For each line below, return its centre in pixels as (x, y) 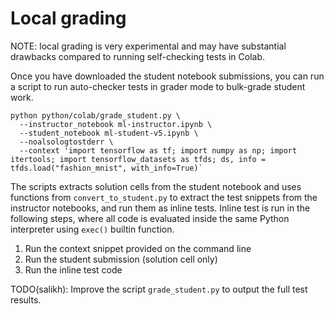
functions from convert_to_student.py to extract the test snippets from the (164, 197)
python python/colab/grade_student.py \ (96, 115)
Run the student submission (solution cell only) (121, 259)
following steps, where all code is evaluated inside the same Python (150, 218)
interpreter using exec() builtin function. (92, 229)
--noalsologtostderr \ (66, 142)
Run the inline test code (73, 269)
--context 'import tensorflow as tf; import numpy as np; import (158, 150)
